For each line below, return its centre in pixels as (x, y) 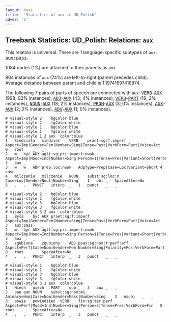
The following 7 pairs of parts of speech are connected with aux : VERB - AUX (84, 93)
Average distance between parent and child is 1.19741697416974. (73, 83)
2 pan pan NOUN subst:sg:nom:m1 (45, 292)
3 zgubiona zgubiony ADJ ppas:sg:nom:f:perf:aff (67, 243)
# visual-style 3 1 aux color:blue (44, 283)
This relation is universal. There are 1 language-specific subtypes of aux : (81, 52)
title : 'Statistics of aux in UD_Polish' (51, 15)
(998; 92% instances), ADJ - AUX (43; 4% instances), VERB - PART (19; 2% (81, 98)
